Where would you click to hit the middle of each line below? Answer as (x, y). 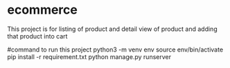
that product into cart (37, 36)
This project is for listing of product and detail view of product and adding (112, 29)
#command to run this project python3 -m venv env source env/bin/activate (115, 49)
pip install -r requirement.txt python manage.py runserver (89, 56)
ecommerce (42, 10)
